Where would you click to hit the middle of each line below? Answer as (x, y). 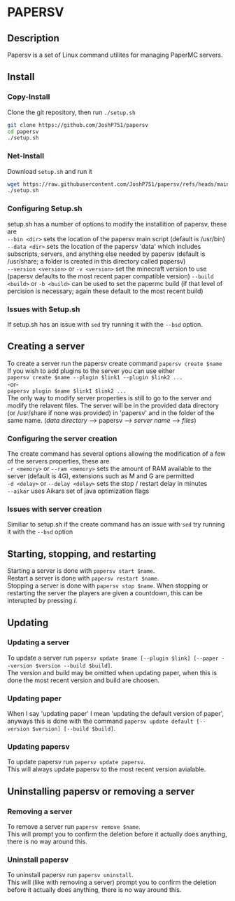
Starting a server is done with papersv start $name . (81, 571)
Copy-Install (29, 97)
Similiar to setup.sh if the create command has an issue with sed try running (116, 524)
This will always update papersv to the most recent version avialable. (107, 769)
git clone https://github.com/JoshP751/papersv (78, 125)
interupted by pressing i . (42, 601)
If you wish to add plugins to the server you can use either (91, 371)
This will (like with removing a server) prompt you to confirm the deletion (112, 882)
